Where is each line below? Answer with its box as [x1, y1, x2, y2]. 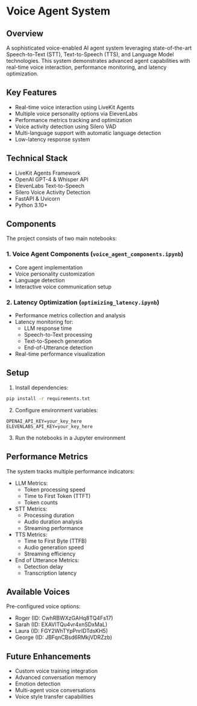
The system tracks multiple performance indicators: [6, 467, 135, 475]
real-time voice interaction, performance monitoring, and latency [6, 63, 167, 71]
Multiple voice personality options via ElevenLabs [14, 110, 138, 117]
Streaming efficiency [23, 550, 76, 557]
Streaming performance [23, 524, 84, 531]
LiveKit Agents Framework [14, 169, 81, 176]
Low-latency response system [14, 135, 90, 143]
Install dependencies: [14, 384, 69, 391]
